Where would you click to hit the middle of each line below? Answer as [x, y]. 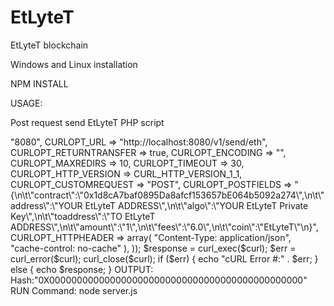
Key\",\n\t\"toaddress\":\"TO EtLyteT [83, 216]
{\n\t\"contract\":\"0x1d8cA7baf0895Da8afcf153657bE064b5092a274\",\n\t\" [167, 195]
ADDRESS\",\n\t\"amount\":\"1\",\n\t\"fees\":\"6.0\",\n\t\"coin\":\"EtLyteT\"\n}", [164, 227]
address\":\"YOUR [46, 205]
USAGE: [26, 103]
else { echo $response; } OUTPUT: [82, 269]
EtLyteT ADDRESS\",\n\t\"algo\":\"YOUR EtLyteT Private [196, 205]
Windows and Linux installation [74, 64]
